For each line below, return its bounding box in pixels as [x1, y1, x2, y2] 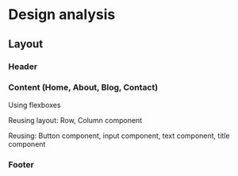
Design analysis [8, 6, 116, 24]
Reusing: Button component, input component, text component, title [8, 131, 230, 140]
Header [8, 61, 38, 72]
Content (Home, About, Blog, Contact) [8, 82, 159, 93]
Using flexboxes [8, 100, 61, 109]
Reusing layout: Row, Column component [8, 115, 143, 124]
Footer [8, 159, 34, 170]
